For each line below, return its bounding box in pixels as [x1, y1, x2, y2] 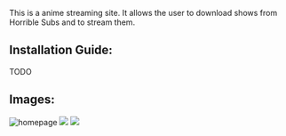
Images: [9, 92, 55, 108]
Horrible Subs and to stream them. [9, 17, 136, 28]
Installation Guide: [9, 43, 113, 58]
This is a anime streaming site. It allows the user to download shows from [9, 8, 278, 18]
